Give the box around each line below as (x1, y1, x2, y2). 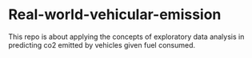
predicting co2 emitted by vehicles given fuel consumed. (8, 40, 196, 49)
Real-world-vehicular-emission (8, 6, 222, 24)
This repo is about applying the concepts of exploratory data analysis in (8, 32, 245, 41)
